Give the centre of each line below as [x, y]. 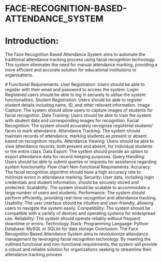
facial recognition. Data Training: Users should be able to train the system [78, 115]
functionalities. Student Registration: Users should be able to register [74, 100]
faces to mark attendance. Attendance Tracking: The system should [73, 131]
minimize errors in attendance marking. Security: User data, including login [80, 177]
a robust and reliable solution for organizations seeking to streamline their [78, 249]
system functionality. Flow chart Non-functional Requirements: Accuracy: [78, 167]
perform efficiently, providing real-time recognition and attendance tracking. [81, 198]
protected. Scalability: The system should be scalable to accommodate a [77, 188]
